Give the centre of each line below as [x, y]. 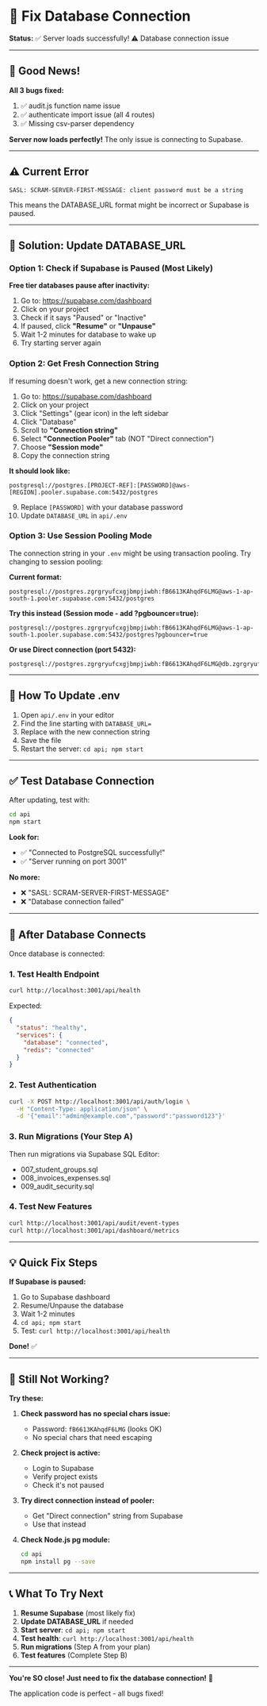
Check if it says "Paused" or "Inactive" [83, 318]
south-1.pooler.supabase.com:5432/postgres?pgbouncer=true [109, 634]
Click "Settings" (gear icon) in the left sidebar [95, 413]
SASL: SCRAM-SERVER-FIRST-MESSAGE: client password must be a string [126, 190]
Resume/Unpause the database [72, 1306]
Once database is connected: [57, 954]
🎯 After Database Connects [78, 935]
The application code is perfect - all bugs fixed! [86, 1693]
